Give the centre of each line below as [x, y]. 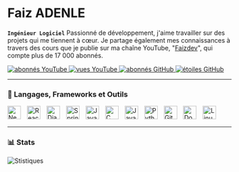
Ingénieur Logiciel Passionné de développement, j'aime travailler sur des [116, 33]
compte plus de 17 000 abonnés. [55, 55]
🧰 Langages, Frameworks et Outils [68, 94]
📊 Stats [21, 142]
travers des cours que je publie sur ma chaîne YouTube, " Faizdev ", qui [110, 48]
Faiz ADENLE [46, 13]
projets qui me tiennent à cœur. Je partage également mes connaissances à [119, 40]
